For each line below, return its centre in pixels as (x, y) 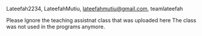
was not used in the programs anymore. (56, 27)
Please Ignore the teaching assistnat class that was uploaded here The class (101, 20)
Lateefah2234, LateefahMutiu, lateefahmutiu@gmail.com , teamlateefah (95, 9)
